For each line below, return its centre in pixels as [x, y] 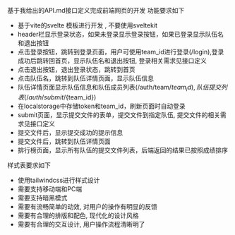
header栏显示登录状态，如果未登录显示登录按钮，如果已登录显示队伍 [117, 34]
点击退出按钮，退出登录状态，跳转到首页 [76, 70]
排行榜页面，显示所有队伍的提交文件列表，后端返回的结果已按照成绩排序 [122, 150]
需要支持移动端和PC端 [50, 188]
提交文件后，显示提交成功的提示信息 [70, 132]
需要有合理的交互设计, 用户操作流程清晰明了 [81, 224]
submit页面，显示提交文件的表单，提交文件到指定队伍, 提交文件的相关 [119, 114]
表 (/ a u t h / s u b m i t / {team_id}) [57, 97]
